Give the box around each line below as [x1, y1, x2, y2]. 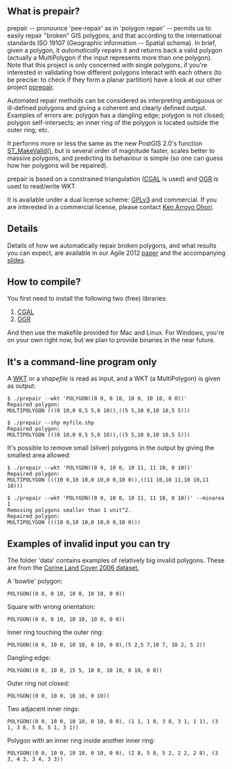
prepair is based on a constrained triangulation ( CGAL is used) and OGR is [7, 175, 219, 183]
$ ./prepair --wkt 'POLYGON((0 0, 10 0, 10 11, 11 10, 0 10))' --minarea [7, 495, 225, 502]
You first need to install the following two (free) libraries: [7, 294, 168, 303]
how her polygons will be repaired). [7, 161, 109, 169]
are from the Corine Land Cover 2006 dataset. [7, 564, 140, 572]
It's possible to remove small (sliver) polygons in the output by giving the [7, 443, 215, 452]
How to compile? [7, 276, 81, 288]
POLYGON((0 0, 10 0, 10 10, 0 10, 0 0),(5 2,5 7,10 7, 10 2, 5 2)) [7, 642, 206, 648]
